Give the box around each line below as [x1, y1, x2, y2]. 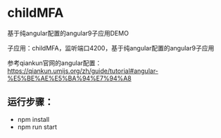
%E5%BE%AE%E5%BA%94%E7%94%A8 [7, 74, 132, 82]
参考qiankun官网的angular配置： [7, 58, 102, 67]
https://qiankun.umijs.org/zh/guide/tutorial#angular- [7, 67, 158, 75]
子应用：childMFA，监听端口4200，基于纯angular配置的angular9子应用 [7, 43, 215, 52]
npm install [17, 115, 50, 123]
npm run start [17, 123, 58, 131]
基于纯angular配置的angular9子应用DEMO [7, 29, 129, 37]
